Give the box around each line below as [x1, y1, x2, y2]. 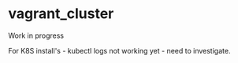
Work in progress [8, 31, 65, 40]
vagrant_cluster [8, 5, 114, 23]
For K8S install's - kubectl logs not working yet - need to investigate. [8, 46, 231, 55]
